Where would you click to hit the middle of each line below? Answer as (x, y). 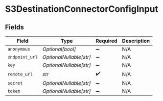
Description (136, 41)
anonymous (19, 49)
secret (15, 83)
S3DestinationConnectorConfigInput (82, 9)
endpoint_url (23, 57)
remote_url (20, 74)
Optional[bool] (59, 49)
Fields (15, 27)
